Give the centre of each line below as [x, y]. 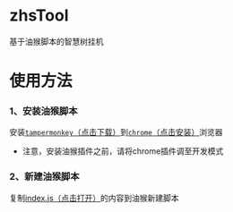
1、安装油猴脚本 [43, 111]
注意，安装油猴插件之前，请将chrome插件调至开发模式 [123, 151]
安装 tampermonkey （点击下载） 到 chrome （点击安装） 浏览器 [116, 132]
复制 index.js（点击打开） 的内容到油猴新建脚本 [94, 198]
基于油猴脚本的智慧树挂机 [56, 41]
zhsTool [39, 16]
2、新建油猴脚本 [44, 177]
